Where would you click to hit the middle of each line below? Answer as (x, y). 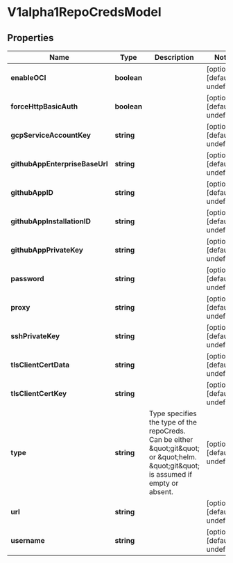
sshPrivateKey (35, 336)
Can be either (171, 439)
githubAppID (32, 192)
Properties (31, 38)
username (28, 540)
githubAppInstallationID (51, 221)
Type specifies (173, 413)
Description (174, 57)
